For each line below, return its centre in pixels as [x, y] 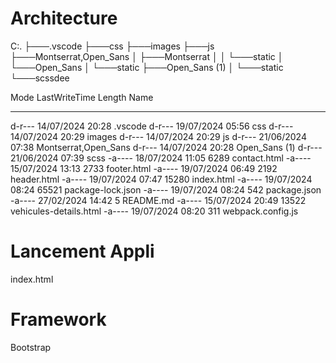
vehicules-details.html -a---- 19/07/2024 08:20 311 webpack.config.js [154, 211]
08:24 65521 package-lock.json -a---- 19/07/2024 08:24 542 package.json [166, 189]
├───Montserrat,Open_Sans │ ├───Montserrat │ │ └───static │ [147, 56]
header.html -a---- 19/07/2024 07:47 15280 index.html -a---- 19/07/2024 [161, 179]
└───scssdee [40, 78]
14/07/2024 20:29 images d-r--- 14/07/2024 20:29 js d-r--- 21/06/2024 [158, 136]
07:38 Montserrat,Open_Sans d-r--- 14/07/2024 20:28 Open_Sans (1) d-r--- [166, 147]
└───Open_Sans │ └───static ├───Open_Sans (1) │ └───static [147, 67]
